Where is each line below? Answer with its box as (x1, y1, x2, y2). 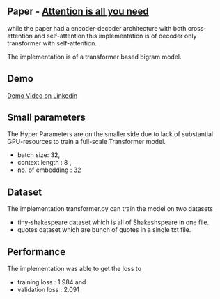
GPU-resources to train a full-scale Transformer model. (7, 138, 166, 146)
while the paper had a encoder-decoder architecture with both (7, 24, 187, 32)
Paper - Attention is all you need (7, 6, 150, 17)
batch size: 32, (17, 151, 61, 159)
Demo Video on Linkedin (7, 91, 78, 100)
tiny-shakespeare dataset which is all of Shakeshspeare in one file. (17, 218, 210, 226)
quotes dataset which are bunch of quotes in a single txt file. (17, 226, 191, 234)
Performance (7, 246, 66, 258)
